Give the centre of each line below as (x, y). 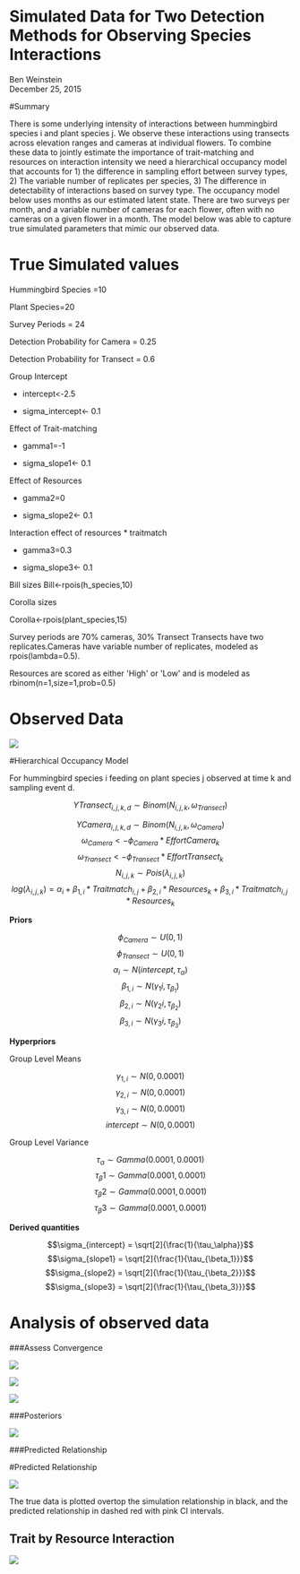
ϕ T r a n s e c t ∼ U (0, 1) (150, 955)
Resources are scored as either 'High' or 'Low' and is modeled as (130, 673)
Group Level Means (46, 1059)
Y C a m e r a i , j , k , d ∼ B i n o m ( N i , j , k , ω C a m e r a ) (150, 825)
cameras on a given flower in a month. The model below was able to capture (150, 219)
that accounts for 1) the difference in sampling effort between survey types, (149, 171)
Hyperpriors (33, 1042)
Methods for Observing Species (131, 35)
